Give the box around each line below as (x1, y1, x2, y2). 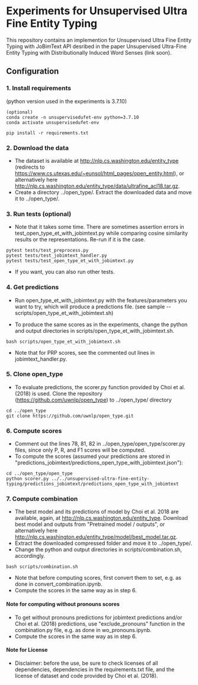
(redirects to (14, 163, 45, 171)
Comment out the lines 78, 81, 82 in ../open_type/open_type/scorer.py (14, 440, 186, 447)
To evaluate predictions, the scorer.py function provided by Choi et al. (14, 383, 186, 390)
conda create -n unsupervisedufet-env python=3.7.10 (6, 114, 139, 120)
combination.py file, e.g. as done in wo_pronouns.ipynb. (14, 626, 152, 633)
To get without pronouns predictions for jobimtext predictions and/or (14, 614, 183, 621)
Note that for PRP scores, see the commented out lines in (14, 349, 155, 356)
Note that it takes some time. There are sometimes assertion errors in (14, 223, 185, 231)
